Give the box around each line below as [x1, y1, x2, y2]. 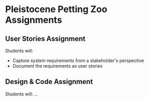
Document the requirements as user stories [12, 63, 103, 69]
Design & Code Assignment [5, 77, 93, 86]
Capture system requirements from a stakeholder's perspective [12, 58, 144, 64]
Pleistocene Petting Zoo [5, 4, 107, 15]
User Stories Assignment [5, 34, 86, 43]
